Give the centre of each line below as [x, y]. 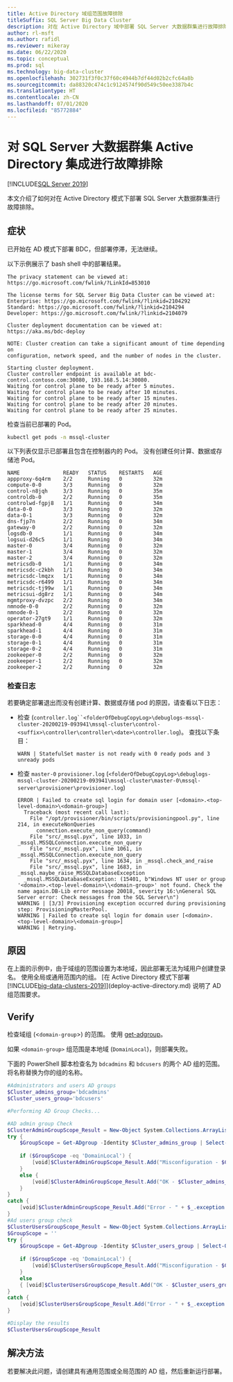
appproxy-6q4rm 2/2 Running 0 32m [85, 479]
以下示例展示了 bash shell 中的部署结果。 [66, 264]
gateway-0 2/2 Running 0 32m [85, 528]
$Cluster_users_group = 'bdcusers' [55, 1099]
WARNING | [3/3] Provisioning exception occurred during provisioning [121, 903]
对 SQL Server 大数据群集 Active [101, 147]
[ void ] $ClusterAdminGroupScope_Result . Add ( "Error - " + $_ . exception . [124, 1208]
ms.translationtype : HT [42, 91]
